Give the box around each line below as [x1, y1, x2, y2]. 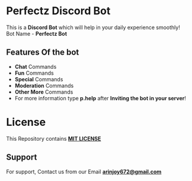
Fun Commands [14, 69, 55, 77]
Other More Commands [14, 88, 73, 96]
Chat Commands [14, 63, 57, 70]
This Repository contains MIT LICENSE [6, 135, 101, 142]
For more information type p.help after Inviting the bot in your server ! [14, 94, 187, 101]
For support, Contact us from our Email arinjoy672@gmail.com [6, 168, 162, 175]
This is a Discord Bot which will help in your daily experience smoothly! [6, 24, 181, 31]
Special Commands [14, 75, 63, 82]
